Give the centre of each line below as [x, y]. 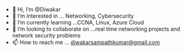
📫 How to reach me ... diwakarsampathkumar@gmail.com [86, 42]
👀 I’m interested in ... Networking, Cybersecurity [73, 16]
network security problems [46, 35]
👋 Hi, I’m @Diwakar [37, 9]
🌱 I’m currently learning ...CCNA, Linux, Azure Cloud [78, 22]
